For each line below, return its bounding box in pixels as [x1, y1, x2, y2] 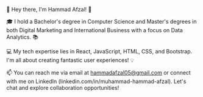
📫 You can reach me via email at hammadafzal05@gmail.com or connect [6, 69, 191, 76]
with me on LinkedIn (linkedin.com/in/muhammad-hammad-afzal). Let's [6, 78, 187, 85]
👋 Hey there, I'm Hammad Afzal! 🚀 [6, 6, 92, 13]
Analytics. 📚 [6, 33, 38, 41]
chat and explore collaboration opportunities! [6, 84, 119, 91]
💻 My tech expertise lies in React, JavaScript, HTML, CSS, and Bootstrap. [6, 48, 193, 55]
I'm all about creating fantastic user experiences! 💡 [6, 56, 135, 64]
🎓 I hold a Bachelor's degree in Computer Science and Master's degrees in [6, 18, 197, 25]
